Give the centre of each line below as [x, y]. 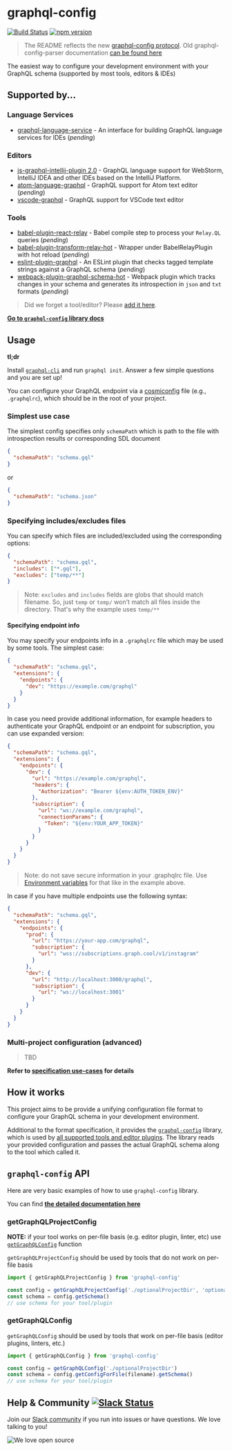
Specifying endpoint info [43, 625]
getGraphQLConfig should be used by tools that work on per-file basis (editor [115, 1335]
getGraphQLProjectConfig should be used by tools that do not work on [106, 1257]
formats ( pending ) [43, 291]
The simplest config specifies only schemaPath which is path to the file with [113, 431]
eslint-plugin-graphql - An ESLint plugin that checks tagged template [115, 262]
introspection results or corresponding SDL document [84, 439]
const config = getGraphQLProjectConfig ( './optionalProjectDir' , [103, 1290]
